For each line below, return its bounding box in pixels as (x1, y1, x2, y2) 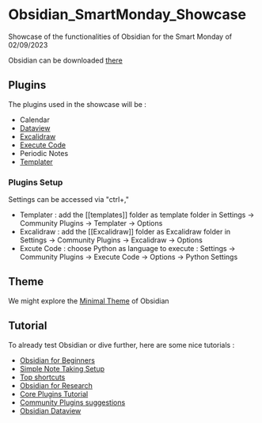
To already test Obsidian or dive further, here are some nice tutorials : (8, 340, 235, 349)
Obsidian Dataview (19, 406, 82, 415)
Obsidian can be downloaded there (8, 55, 123, 65)
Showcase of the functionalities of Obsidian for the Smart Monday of (8, 32, 233, 41)
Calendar (19, 115, 50, 124)
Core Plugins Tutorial (19, 389, 89, 398)
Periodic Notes (19, 148, 69, 158)
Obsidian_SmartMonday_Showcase (8, 6, 247, 24)
